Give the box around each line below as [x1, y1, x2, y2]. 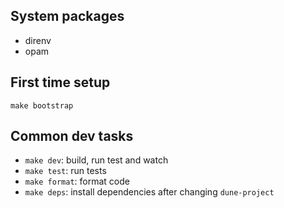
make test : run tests [24, 165, 107, 177]
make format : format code [24, 175, 130, 188]
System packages [10, 8, 125, 25]
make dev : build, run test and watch [24, 154, 169, 166]
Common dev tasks [10, 128, 134, 145]
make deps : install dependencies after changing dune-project [24, 186, 275, 198]
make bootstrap [10, 100, 74, 111]
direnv [24, 34, 52, 46]
